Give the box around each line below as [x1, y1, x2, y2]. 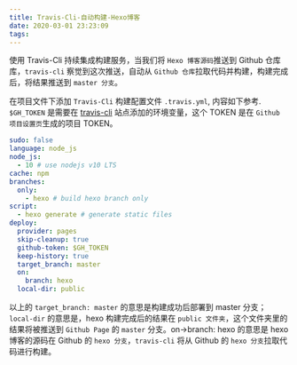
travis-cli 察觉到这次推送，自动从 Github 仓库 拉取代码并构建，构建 [25, 66, 273, 76]
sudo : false [9, 136, 53, 145]
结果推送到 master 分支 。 [32, 77, 122, 88]
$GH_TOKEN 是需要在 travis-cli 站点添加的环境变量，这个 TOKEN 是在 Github [9, 107, 281, 118]
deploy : [9, 218, 38, 227]
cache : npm [9, 169, 50, 178]
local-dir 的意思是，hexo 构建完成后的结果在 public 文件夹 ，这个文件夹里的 [9, 313, 288, 323]
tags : [9, 29, 29, 38]
